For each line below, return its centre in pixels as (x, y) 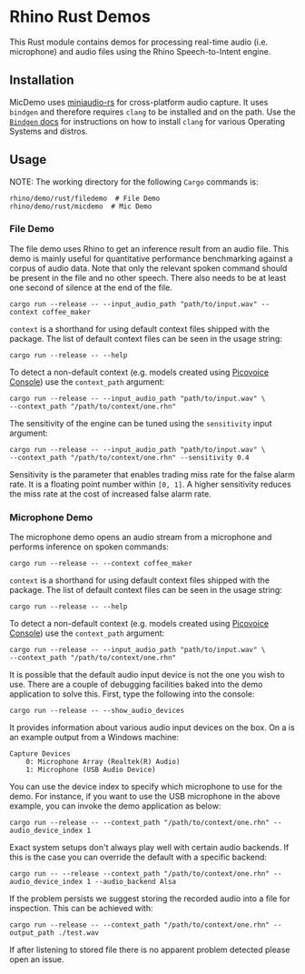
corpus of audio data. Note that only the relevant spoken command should (148, 268)
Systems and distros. (49, 131)
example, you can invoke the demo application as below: (115, 806)
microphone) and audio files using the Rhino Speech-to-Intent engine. (140, 51)
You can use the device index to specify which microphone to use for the (146, 787)
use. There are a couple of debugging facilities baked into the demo (136, 685)
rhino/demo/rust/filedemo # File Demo (85, 198)
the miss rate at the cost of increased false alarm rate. (110, 494)
